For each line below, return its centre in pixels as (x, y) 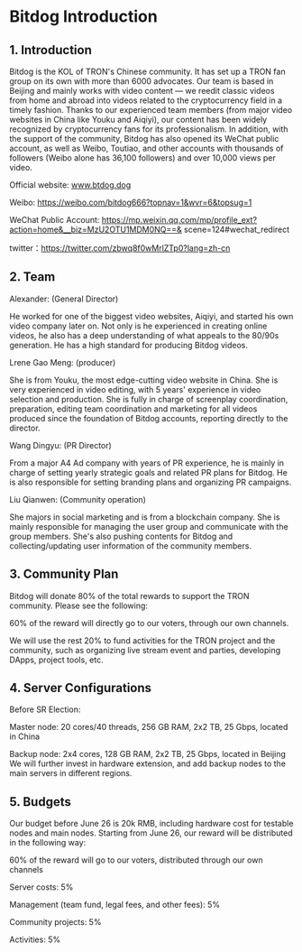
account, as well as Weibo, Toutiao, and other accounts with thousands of (146, 148)
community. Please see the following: (79, 605)
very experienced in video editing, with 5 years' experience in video (135, 389)
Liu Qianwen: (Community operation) (78, 499)
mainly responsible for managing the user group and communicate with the (149, 526)
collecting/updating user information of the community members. (131, 545)
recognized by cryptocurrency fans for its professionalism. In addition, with (149, 129)
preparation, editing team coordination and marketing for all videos (133, 409)
